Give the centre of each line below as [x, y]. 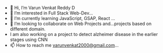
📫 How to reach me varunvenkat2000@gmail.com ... [64, 45]
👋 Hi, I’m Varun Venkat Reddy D [42, 8]
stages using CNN [29, 39]
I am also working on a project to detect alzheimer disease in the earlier [84, 34]
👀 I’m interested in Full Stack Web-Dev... [51, 13]
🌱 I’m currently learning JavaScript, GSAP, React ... [62, 18]
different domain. [28, 29]
